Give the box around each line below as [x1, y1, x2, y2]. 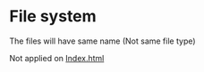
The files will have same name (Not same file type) [9, 36, 196, 46]
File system [9, 6, 97, 27]
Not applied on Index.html [9, 52, 105, 63]
